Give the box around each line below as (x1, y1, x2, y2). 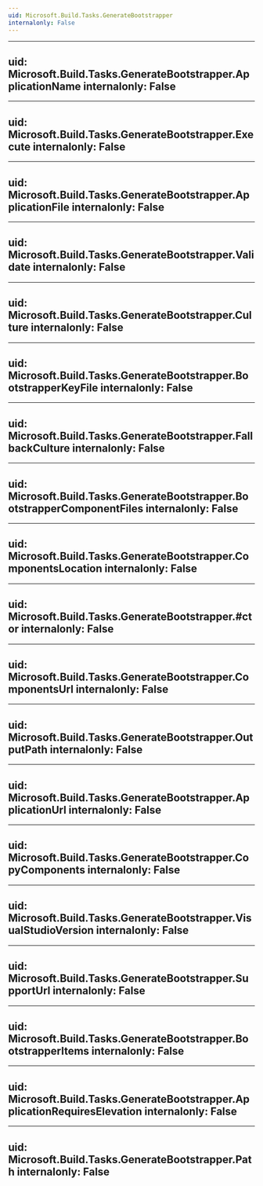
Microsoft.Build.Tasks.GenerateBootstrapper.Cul (8, 309, 252, 322)
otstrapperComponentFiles (8, 502, 143, 515)
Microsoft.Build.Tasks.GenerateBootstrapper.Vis (8, 912, 252, 925)
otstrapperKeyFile (8, 381, 99, 394)
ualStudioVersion (8, 924, 94, 937)
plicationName (8, 79, 81, 93)
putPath (8, 743, 49, 756)
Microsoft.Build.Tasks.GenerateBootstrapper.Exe (8, 127, 254, 141)
